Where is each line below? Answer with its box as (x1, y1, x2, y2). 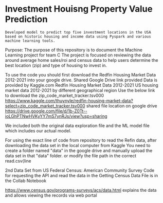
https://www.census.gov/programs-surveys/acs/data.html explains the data (5, 187, 157, 193)
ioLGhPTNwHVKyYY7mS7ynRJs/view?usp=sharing (5, 113, 108, 119)
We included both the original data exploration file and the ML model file (5, 123, 150, 129)
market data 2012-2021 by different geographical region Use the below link (5, 87, 155, 93)
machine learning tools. (5, 38, 55, 43)
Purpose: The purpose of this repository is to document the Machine (5, 47, 143, 53)
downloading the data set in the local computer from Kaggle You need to (5, 142, 151, 148)
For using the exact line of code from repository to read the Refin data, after (5, 137, 157, 143)
